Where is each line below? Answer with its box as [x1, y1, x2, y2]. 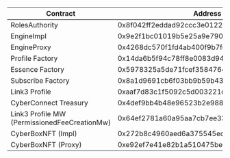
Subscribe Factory [10, 76, 70, 85]
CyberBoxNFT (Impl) [10, 129, 77, 138]
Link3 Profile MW [10, 109, 66, 118]
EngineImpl [10, 31, 47, 40]
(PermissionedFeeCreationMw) [10, 118, 112, 127]
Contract [45, 9, 76, 18]
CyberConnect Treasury [10, 98, 88, 107]
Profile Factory [10, 54, 58, 63]
